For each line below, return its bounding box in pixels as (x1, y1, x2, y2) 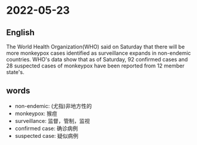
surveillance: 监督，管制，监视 (14, 117, 90, 124)
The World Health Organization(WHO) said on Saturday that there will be (6, 43, 185, 50)
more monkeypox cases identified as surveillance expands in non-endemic (6, 50, 192, 57)
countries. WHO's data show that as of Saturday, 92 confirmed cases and (6, 56, 188, 63)
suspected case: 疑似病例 (14, 132, 79, 139)
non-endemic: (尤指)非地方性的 (14, 102, 92, 109)
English (6, 27, 35, 38)
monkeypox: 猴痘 (14, 110, 58, 117)
